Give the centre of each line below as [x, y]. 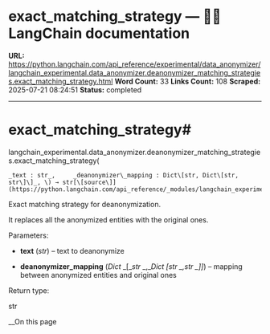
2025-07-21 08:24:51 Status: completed [75, 90]
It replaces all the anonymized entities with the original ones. [108, 219]
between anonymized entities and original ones [98, 275]
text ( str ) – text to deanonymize [72, 250]
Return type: [29, 290]
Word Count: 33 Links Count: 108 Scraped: [188, 81]
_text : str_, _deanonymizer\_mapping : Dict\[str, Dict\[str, [124, 175]
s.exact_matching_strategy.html [61, 81]
